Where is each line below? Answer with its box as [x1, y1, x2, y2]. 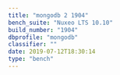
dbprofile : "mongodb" [8, 33, 79, 41]
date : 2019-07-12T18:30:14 [8, 48, 96, 55]
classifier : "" [8, 41, 58, 48]
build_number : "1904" [8, 26, 79, 34]
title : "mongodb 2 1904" [8, 11, 89, 20]
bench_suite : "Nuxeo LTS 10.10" [8, 19, 113, 27]
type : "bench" [8, 55, 55, 63]
